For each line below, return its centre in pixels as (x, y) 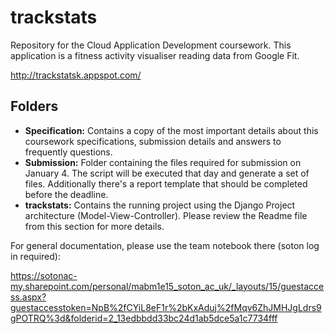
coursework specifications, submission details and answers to (153, 141)
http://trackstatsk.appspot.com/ (76, 75)
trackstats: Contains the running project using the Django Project (160, 205)
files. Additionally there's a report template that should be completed (166, 183)
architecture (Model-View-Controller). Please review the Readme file (166, 215)
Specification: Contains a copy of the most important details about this (171, 130)
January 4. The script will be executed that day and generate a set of (167, 173)
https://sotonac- (44, 275)
